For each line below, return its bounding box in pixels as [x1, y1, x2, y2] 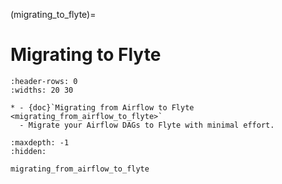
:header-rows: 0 [10, 76, 78, 86]
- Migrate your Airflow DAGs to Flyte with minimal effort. [19, 120, 275, 130]
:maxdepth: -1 [10, 137, 70, 148]
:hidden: [10, 146, 47, 156]
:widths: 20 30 [10, 85, 74, 95]
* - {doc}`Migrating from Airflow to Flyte [10, 102, 195, 113]
